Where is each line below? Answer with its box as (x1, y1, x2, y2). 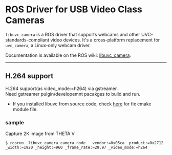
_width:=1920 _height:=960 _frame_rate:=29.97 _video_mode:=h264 (5, 145, 147, 150)
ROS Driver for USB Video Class (5, 4, 142, 15)
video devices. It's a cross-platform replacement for (50, 37, 160, 43)
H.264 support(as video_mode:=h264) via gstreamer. (5, 85, 118, 92)
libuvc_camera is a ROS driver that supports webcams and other (5, 31, 141, 37)
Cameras (5, 14, 45, 26)
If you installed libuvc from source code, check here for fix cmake (12, 101, 152, 107)
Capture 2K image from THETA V (5, 130, 75, 137)
